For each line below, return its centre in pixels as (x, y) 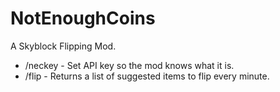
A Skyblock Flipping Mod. (63, 46)
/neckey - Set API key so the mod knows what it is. (129, 65)
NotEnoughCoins (83, 18)
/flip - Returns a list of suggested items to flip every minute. (147, 76)
